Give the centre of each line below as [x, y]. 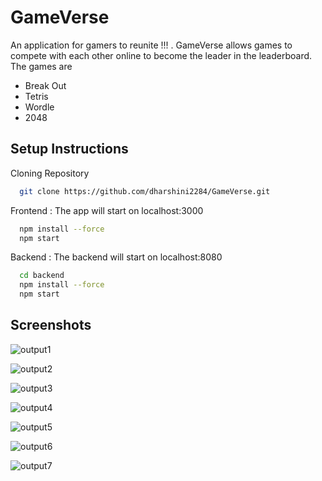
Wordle [39, 107]
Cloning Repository [50, 173]
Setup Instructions [69, 149]
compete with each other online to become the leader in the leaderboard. [161, 55]
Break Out [45, 85]
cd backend [42, 276]
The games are [41, 66]
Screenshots [51, 325]
